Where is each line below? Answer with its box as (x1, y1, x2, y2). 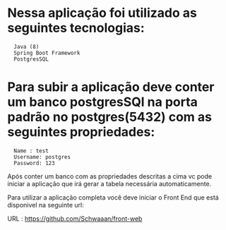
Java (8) (13, 43, 40, 50)
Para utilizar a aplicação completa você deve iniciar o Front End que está (7, 193, 219, 202)
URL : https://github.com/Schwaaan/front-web (7, 214, 143, 223)
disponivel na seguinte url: (7, 200, 84, 209)
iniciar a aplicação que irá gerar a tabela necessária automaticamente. (7, 179, 212, 188)
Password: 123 (13, 159, 55, 167)
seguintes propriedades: (7, 124, 155, 140)
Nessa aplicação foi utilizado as (7, 5, 198, 21)
